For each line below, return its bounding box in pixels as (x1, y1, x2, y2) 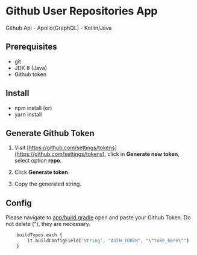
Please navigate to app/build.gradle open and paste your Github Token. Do (5, 214, 191, 221)
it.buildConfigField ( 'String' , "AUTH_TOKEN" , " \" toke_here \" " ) (27, 237, 189, 244)
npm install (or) (14, 104, 52, 111)
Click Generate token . (14, 169, 70, 176)
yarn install (14, 111, 42, 118)
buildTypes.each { (16, 232, 63, 238)
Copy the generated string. (14, 180, 82, 188)
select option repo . (14, 157, 62, 164)
